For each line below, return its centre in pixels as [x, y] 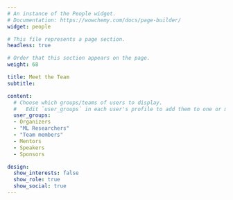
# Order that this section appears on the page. [79, 58]
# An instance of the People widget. [62, 14]
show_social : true [40, 186]
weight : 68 [23, 65]
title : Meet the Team [38, 77]
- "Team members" [38, 135]
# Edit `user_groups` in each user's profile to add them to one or [118, 109]
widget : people [29, 26]
